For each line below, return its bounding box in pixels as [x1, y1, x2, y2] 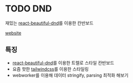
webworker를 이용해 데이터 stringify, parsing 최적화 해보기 [12, 72, 129, 78]
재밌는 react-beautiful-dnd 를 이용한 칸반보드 [5, 20, 94, 26]
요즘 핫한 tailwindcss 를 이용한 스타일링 [12, 66, 89, 72]
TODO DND [5, 3, 52, 14]
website [5, 30, 21, 36]
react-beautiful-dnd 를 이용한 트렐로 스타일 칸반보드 [12, 60, 115, 66]
